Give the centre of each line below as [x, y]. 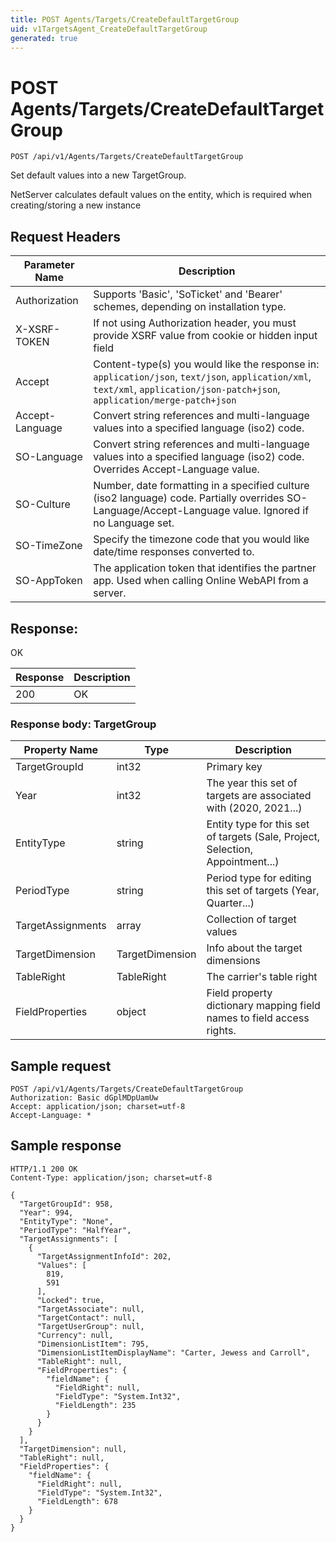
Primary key [234, 767]
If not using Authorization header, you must [195, 323]
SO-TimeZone [49, 546]
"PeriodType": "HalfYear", [75, 1230]
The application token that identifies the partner [205, 568]
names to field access [258, 1018]
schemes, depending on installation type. [190, 307]
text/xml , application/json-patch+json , [187, 389]
